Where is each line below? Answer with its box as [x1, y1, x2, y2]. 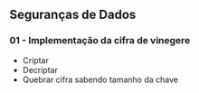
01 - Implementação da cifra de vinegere [9, 34, 191, 47]
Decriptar [22, 64, 59, 75]
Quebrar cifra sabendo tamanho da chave [22, 74, 179, 85]
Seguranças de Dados [9, 7, 137, 23]
